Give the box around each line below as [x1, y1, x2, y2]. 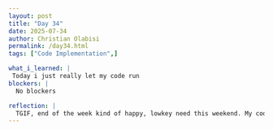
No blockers [15, 87, 57, 95]
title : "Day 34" [8, 19, 63, 28]
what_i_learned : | [8, 64, 71, 73]
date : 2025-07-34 [8, 27, 67, 35]
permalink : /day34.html [8, 42, 89, 50]
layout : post [8, 11, 53, 20]
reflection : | [8, 102, 57, 110]
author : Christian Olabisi [8, 34, 100, 43]
